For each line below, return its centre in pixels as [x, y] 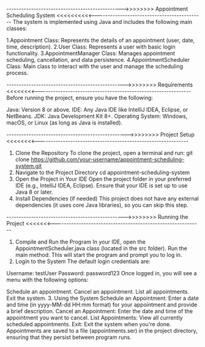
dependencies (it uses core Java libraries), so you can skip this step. [102, 205]
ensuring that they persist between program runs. [69, 337]
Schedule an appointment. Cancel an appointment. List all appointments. [98, 292]
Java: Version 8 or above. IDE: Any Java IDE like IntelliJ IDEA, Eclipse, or [97, 109]
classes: [17, 28]
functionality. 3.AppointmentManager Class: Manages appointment [91, 53]
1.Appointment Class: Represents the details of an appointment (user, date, [101, 40]
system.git [28, 166]
